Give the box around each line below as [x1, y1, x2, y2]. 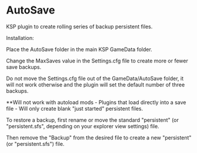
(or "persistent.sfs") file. [6, 140, 65, 147]
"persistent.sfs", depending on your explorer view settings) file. [6, 122, 160, 129]
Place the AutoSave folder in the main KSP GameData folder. [6, 45, 153, 53]
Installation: [6, 34, 34, 41]
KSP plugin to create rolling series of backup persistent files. [6, 23, 153, 30]
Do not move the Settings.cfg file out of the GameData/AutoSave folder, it [6, 75, 184, 82]
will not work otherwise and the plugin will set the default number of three [6, 81, 185, 88]
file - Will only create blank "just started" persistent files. [6, 105, 143, 112]
